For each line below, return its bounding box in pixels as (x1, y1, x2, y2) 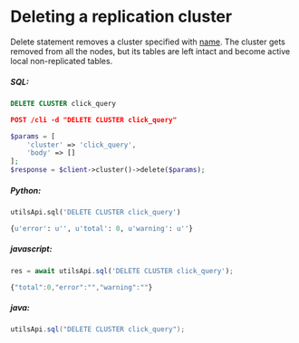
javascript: (10, 243, 53, 254)
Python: (10, 185, 42, 195)
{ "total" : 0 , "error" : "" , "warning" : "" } (10, 282, 153, 291)
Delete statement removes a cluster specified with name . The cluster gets (10, 36, 286, 47)
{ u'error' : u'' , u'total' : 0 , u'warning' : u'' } (10, 224, 194, 233)
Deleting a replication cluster (10, 6, 233, 27)
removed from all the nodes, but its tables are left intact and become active (10, 45, 291, 56)
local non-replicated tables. (10, 55, 113, 66)
